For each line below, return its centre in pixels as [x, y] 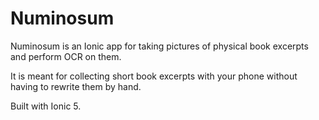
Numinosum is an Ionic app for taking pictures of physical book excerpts [159, 46]
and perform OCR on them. [66, 56]
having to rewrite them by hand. [76, 86]
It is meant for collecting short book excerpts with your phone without [154, 76]
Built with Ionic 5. [46, 106]
